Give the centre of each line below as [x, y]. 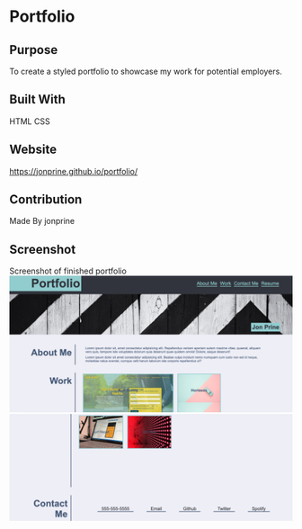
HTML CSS [30, 121]
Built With [37, 99]
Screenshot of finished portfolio [68, 271]
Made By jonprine [42, 221]
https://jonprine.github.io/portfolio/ [74, 171]
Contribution [46, 200]
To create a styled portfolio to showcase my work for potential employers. [146, 71]
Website [33, 150]
